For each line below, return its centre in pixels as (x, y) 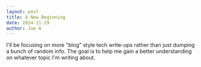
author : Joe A (24, 28)
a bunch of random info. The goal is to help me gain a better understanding (99, 52)
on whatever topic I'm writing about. (51, 58)
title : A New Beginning (36, 17)
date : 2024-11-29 (28, 23)
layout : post (22, 12)
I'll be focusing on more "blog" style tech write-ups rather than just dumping (100, 45)
